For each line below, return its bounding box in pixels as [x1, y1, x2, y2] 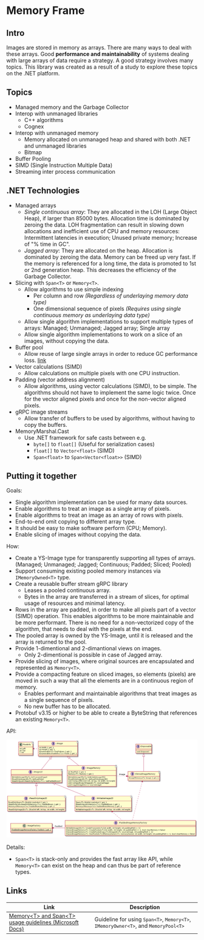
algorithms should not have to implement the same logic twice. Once [24, 389, 196, 396]
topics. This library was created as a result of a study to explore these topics [6, 63, 198, 70]
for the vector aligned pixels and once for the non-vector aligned [24, 395, 186, 403]
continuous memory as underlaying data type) [33, 311, 150, 319]
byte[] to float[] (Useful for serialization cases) [33, 440, 155, 448]
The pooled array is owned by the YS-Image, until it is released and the [15, 632, 193, 639]
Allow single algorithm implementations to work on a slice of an [24, 330, 183, 338]
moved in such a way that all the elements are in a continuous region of [15, 677, 194, 684]
